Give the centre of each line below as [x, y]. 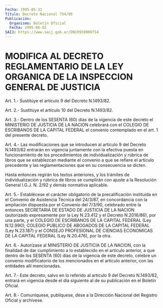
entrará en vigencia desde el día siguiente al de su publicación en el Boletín [81, 280]
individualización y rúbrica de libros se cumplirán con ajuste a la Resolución [81, 180]
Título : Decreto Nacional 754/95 [39, 14]
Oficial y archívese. [24, 300]
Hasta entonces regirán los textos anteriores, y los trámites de [67, 174]
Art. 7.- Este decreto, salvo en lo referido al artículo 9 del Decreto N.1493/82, [82, 275]
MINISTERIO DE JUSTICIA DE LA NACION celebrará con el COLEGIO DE [77, 125]
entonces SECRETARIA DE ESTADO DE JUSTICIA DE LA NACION [70, 210]
